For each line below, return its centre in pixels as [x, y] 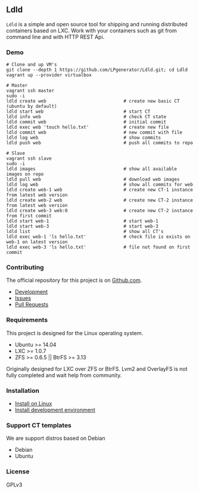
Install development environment [55, 410]
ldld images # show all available [92, 169]
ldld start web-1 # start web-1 [83, 221]
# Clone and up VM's [32, 65]
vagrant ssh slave [29, 159]
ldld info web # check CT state [86, 117]
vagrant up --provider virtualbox [49, 75]
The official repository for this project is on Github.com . [74, 280]
